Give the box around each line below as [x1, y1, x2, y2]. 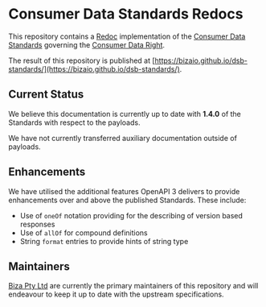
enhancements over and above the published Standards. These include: [8, 195, 247, 205]
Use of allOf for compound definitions [19, 227, 149, 238]
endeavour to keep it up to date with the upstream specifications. [8, 289, 224, 299]
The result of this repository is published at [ [8, 56, 155, 65]
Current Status [8, 88, 84, 102]
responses [19, 219, 55, 229]
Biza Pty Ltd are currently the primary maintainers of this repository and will [8, 281, 259, 291]
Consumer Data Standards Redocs [8, 5, 243, 23]
